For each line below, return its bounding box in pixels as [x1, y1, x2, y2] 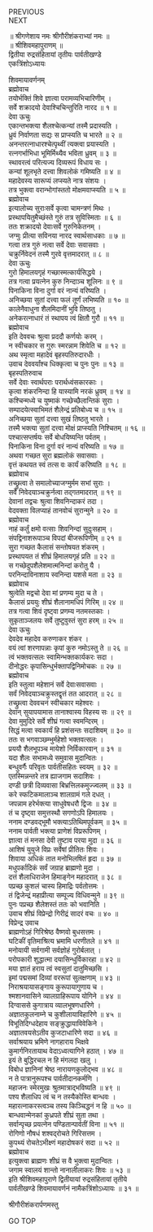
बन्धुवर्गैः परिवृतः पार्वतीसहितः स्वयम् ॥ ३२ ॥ [8, 762, 118, 772]
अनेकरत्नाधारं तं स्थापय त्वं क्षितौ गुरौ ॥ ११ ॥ [8, 313, 125, 322]
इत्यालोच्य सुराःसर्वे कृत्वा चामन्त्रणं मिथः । [8, 204, 111, 213]
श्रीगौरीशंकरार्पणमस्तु [8, 1200, 59, 1209]
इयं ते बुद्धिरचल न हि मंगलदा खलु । [8, 1055, 98, 1065]
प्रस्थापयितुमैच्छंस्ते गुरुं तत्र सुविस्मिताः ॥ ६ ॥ [8, 213, 121, 222]
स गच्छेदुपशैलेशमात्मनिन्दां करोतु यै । [8, 561, 101, 570]
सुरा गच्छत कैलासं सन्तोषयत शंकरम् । [8, 542, 106, 552]
